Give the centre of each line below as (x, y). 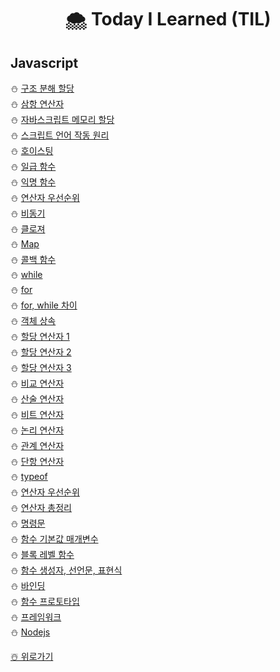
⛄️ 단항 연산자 (37, 461)
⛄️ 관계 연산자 (37, 445)
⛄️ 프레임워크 (36, 617)
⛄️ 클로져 (28, 229)
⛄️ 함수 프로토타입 (45, 601)
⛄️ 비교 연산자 (37, 383)
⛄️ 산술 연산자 (37, 399)
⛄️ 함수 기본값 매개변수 (54, 539)
